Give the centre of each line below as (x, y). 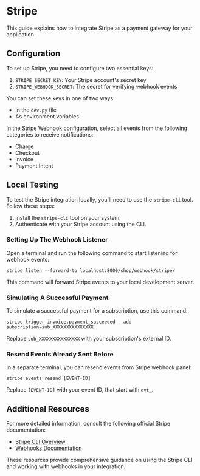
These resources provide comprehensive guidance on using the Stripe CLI (99, 460)
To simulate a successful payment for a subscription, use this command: (97, 311)
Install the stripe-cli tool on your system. (68, 217)
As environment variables (47, 116)
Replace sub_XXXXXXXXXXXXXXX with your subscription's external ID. (89, 339)
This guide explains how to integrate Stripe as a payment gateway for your (99, 28)
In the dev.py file (36, 110)
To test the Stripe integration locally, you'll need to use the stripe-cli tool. (100, 199)
